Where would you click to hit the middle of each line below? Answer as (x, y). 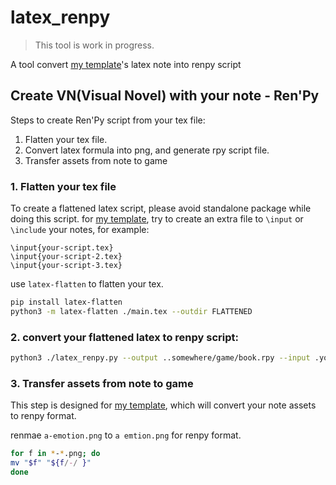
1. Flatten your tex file (63, 186)
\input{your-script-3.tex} (66, 266)
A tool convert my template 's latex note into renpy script (126, 64)
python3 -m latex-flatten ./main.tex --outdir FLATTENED (131, 311)
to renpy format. (43, 416)
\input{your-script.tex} (62, 248)
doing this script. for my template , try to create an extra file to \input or (157, 219)
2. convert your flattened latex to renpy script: (125, 337)
